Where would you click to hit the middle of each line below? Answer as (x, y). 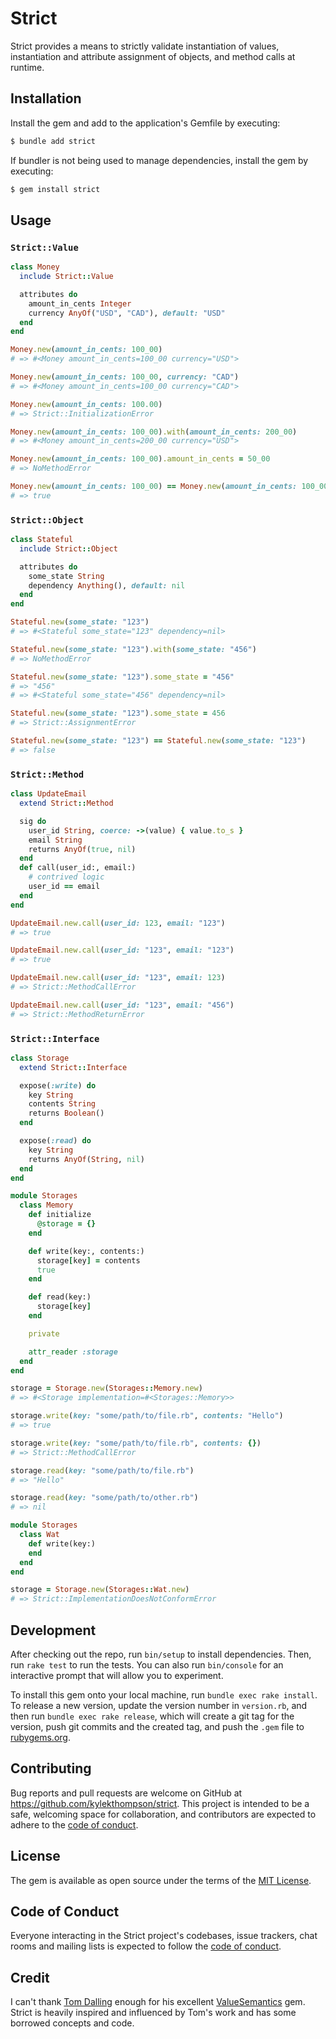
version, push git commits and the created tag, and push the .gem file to (157, 1727)
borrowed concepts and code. (72, 2023)
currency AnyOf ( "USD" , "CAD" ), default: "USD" (127, 313)
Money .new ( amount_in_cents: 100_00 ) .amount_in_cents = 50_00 (140, 459)
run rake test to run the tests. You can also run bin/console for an (147, 1665)
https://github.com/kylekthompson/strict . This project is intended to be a (160, 1803)
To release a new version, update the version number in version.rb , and (159, 1706)
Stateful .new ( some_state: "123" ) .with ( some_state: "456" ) (133, 649)
